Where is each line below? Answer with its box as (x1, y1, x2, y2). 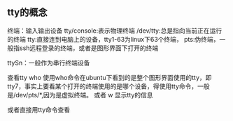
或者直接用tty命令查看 (7, 105, 71, 113)
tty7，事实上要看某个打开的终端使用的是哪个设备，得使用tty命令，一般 (7, 82, 210, 90)
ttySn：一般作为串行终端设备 (7, 58, 90, 67)
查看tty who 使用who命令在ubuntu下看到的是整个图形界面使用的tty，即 (7, 73, 212, 81)
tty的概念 (7, 6, 48, 19)
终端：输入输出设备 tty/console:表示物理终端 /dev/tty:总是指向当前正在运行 (7, 26, 223, 35)
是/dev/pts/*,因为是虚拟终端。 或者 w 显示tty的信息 (7, 90, 153, 99)
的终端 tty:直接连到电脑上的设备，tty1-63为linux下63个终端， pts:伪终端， (7, 35, 220, 43)
